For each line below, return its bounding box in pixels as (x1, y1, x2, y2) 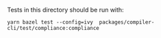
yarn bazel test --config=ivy (7, 19, 94, 26)
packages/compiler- (99, 19, 155, 26)
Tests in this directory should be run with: (7, 6, 125, 14)
